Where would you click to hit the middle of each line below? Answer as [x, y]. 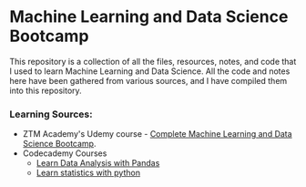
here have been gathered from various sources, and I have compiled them [148, 80]
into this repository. [46, 90]
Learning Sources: [51, 114]
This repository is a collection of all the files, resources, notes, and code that [153, 61]
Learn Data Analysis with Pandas [98, 163]
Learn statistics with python [88, 173]
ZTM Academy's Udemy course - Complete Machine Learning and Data [158, 134]
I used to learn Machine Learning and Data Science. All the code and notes [150, 71]
